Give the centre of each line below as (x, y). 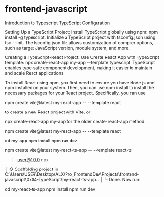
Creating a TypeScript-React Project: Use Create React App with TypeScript (82, 57)
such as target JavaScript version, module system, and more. (67, 48)
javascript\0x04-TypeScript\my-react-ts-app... (52, 179)
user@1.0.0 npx (33, 159)
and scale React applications (34, 73)
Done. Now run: (125, 179)
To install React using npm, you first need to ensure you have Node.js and (80, 83)
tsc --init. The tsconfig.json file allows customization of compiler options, (79, 42)
